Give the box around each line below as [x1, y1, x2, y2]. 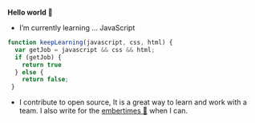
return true [22, 61, 62, 69]
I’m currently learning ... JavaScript [18, 23, 136, 32]
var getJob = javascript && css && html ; [14, 46, 156, 54]
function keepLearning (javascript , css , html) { [7, 38, 173, 46]
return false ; [22, 76, 69, 84]
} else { [14, 68, 44, 76]
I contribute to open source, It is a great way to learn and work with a [18, 97, 248, 107]
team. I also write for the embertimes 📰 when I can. [18, 106, 188, 116]
